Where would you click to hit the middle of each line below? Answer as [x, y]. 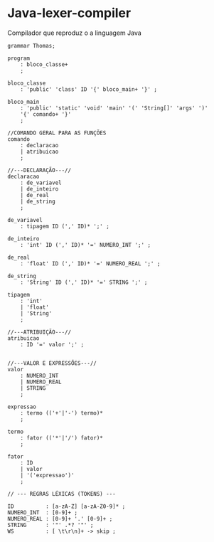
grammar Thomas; [31, 46]
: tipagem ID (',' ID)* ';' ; [65, 226]
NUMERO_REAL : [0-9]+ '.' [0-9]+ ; [60, 519]
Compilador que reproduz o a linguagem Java [75, 33]
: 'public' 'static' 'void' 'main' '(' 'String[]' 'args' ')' [114, 108]
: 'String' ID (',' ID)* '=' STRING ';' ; [84, 282]
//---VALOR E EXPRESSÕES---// [52, 363]
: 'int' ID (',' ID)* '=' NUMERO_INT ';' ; [86, 245]
